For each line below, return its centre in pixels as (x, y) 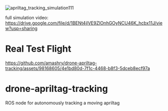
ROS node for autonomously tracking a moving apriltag (62, 103)
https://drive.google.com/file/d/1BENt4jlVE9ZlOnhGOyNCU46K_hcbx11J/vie (84, 23)
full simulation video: (27, 17)
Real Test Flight (38, 49)
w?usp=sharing (22, 28)
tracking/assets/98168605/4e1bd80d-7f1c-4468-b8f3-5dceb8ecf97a (78, 68)
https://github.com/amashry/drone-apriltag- (51, 63)
